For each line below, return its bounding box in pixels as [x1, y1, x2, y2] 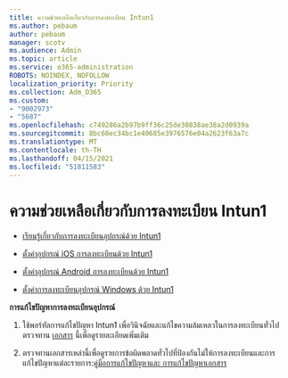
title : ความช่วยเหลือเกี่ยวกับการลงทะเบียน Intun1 [9, 12, 154, 22]
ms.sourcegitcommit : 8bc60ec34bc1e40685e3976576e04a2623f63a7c [9, 129, 250, 138]
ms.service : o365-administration [9, 63, 134, 72]
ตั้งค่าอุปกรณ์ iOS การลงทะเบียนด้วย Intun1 [21, 249, 153, 259]
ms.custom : [9, 95, 50, 105]
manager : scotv [9, 37, 66, 47]
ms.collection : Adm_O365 [9, 87, 102, 96]
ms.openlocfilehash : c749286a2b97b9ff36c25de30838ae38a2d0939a [9, 121, 250, 130]
